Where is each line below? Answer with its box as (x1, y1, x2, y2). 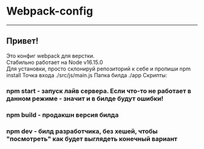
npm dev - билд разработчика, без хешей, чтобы (6, 126, 158, 135)
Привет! (6, 36, 39, 46)
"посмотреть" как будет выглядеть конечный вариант (6, 134, 178, 143)
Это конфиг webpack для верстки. (6, 52, 95, 59)
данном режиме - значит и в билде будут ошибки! (6, 94, 164, 103)
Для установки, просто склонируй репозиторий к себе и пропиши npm (6, 65, 191, 72)
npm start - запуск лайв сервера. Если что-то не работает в (6, 86, 191, 95)
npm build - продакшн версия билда (6, 111, 119, 119)
